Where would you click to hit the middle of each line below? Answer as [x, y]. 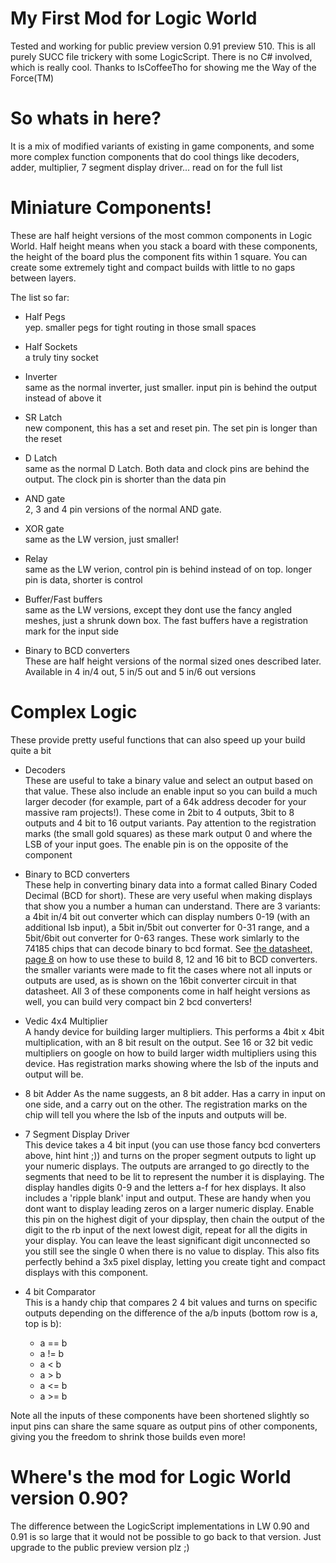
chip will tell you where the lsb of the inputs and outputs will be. [155, 1114]
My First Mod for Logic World [134, 18]
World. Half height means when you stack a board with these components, [164, 246]
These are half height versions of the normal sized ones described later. [173, 661]
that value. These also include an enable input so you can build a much [171, 791]
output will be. [54, 1074]
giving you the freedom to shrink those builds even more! [128, 1436]
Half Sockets [51, 346]
